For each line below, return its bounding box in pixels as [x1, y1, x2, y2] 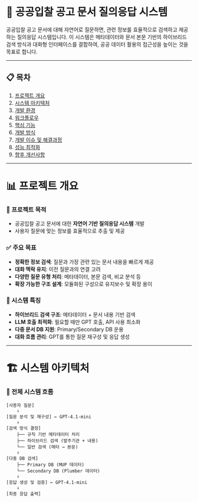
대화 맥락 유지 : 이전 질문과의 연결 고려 [14, 265, 101, 273]
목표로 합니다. [6, 48, 38, 55]
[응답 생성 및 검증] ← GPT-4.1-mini [6, 480, 87, 485]
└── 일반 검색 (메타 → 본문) [16, 444, 78, 450]
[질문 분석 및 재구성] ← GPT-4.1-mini [6, 414, 91, 420]
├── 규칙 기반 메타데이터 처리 [16, 432, 80, 438]
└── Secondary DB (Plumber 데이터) [16, 468, 100, 474]
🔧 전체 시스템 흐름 [6, 388, 54, 396]
